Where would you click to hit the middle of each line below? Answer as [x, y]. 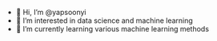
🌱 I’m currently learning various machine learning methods [113, 29]
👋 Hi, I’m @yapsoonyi [51, 12]
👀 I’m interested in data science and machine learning [104, 20]
